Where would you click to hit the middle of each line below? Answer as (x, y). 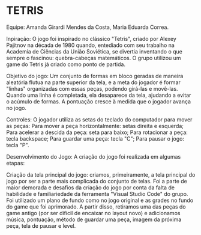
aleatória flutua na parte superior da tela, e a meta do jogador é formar (94, 82)
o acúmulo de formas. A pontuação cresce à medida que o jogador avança (98, 101)
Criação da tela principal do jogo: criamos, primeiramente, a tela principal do (101, 174)
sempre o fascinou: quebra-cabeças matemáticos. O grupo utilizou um (94, 58)
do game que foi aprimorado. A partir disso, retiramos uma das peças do (96, 206)
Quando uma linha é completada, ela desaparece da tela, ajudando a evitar (99, 95)
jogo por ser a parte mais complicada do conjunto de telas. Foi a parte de (97, 181)
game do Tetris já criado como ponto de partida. (66, 64)
